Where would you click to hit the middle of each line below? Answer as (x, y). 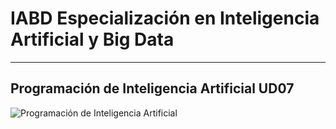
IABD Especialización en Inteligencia (165, 18)
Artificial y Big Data (92, 39)
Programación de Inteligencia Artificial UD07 (152, 88)
